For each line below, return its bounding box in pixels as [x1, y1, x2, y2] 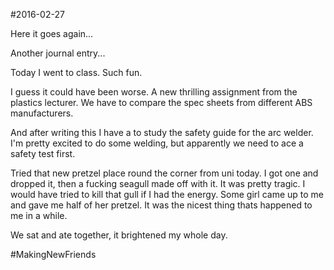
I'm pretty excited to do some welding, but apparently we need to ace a [10, 137, 304, 149]
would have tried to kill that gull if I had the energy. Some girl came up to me [10, 189, 324, 200]
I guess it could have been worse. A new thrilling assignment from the [10, 86, 298, 98]
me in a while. [10, 210, 68, 221]
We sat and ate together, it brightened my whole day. [10, 229, 228, 241]
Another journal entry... [10, 47, 106, 59]
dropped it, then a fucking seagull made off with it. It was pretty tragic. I [10, 178, 306, 189]
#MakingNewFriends [10, 249, 97, 260]
